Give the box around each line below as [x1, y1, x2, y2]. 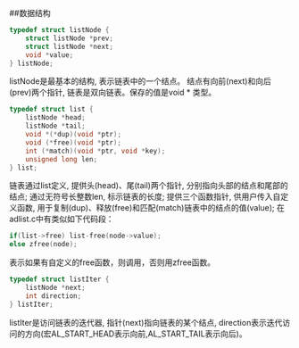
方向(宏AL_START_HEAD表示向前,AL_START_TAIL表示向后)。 [24, 328, 247, 339]
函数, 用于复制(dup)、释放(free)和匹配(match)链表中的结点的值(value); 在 [16, 203, 286, 213]
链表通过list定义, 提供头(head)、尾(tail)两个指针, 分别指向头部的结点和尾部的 [9, 180, 288, 191]
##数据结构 [9, 8, 51, 18]
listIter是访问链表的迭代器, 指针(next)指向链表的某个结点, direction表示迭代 [9, 317, 283, 327]
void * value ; [25, 50, 74, 60]
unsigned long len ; [25, 154, 98, 163]
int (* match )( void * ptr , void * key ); [25, 146, 166, 155]
